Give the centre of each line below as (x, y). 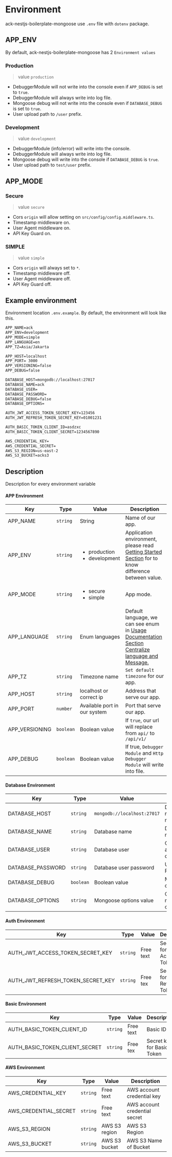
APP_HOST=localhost (26, 356)
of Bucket (138, 1147)
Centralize (137, 650)
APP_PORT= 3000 (21, 361)
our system (93, 712)
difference (137, 571)
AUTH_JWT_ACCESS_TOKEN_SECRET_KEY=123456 (50, 413)
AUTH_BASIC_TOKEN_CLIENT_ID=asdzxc (43, 427)
